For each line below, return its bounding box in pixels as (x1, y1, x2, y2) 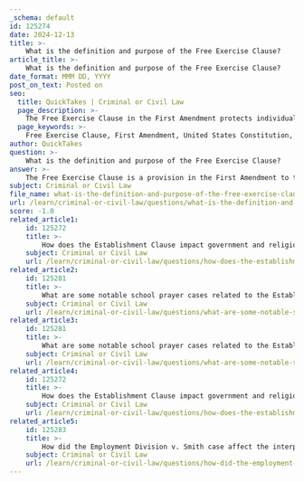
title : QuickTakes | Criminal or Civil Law (17, 97, 184, 107)
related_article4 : (9, 366, 79, 375)
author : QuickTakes (9, 139, 83, 148)
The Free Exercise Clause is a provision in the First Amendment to (25, 173, 290, 182)
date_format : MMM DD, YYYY (9, 72, 111, 81)
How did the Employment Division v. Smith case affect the (42, 442, 270, 451)
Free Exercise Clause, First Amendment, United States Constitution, (25, 131, 294, 140)
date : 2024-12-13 (9, 30, 75, 39)
